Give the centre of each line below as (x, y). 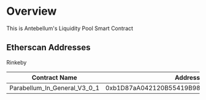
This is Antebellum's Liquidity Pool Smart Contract (70, 28)
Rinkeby (17, 62)
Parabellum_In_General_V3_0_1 (55, 88)
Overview (32, 11)
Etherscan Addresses (48, 48)
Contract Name (55, 77)
